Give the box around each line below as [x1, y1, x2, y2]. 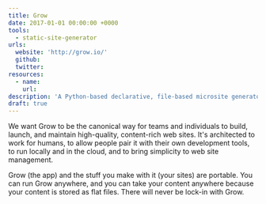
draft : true [8, 100, 47, 108]
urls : [8, 41, 26, 49]
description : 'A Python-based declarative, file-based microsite [8, 93, 228, 100]
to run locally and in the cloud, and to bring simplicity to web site [8, 147, 219, 157]
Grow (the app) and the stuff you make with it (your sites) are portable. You [8, 171, 253, 180]
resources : [8, 70, 44, 78]
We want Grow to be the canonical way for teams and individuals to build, [8, 122, 248, 131]
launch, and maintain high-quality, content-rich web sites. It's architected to [8, 130, 256, 139]
